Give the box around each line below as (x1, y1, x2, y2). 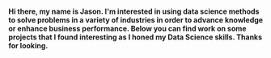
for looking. (8, 40, 49, 50)
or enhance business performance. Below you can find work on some (8, 23, 247, 33)
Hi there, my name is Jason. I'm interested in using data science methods (8, 6, 260, 16)
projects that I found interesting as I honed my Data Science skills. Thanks (8, 32, 263, 42)
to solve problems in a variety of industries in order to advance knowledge (8, 14, 264, 24)
